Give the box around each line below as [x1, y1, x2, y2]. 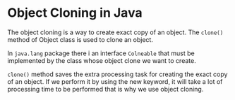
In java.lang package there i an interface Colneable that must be [7, 49, 195, 57]
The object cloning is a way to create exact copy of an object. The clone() [7, 28, 224, 36]
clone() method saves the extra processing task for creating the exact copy [7, 70, 228, 78]
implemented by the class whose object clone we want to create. [7, 56, 196, 64]
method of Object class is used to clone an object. [7, 35, 154, 43]
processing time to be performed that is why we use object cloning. [7, 85, 204, 93]
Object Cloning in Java [7, 5, 143, 21]
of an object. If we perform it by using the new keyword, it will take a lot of [7, 77, 223, 85]
